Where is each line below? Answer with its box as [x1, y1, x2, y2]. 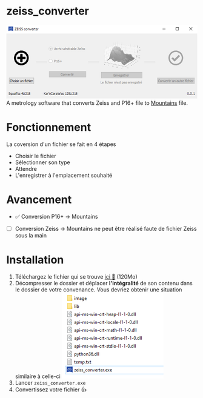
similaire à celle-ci [15, 373, 61, 380]
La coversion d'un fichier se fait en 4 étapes [6, 141, 116, 148]
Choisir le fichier [15, 152, 56, 159]
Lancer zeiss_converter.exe [15, 379, 86, 386]
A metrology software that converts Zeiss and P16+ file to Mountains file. [6, 99, 188, 107]
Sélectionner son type [15, 159, 71, 166]
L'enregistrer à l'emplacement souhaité [15, 171, 113, 179]
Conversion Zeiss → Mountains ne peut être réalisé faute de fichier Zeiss [15, 225, 197, 232]
